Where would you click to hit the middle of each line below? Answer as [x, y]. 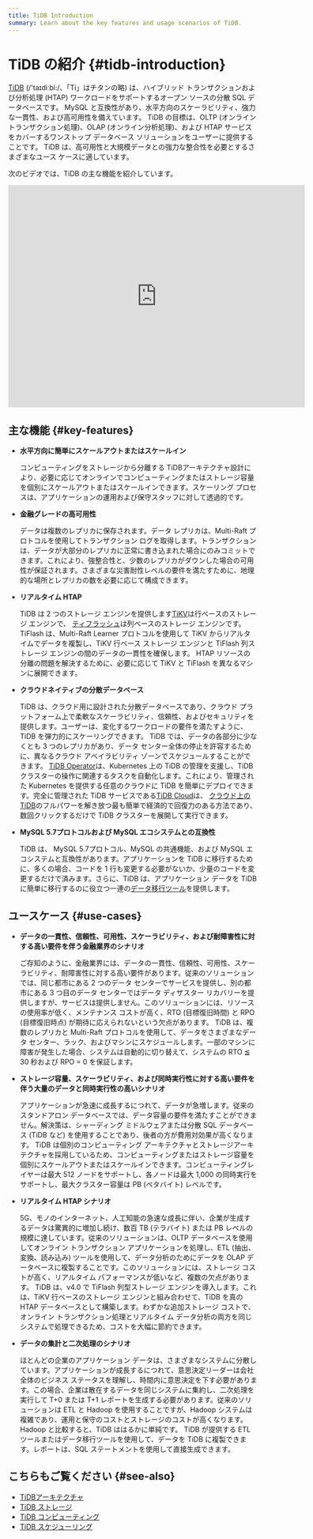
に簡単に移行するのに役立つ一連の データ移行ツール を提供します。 [127, 888]
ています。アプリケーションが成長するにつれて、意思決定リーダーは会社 [137, 1370]
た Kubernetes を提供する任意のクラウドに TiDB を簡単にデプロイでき [133, 786]
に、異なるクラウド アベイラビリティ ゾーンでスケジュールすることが [132, 756]
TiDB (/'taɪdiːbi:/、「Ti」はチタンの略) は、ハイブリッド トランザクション [125, 88]
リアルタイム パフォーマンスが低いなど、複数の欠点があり [149, 1277]
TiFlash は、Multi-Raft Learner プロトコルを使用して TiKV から [121, 634]
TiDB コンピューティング [60, 1516]
